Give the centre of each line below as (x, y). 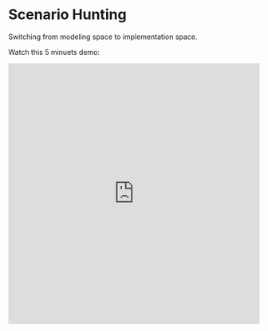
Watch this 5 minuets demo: (54, 52)
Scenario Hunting (67, 15)
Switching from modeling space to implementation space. (103, 37)
